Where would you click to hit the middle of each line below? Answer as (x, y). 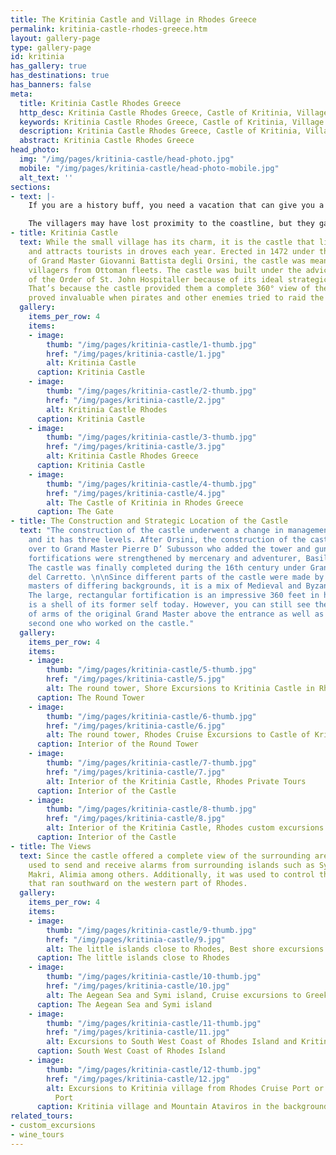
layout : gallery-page (55, 38)
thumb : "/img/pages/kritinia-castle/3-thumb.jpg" (151, 437)
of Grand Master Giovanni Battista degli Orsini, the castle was (167, 261)
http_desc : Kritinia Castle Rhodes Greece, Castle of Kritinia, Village (174, 112)
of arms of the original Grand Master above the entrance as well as (176, 614)
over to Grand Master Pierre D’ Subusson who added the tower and (169, 549)
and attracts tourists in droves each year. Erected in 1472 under (171, 251)
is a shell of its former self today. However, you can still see (169, 605)
